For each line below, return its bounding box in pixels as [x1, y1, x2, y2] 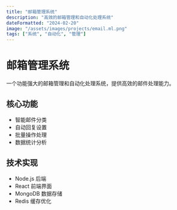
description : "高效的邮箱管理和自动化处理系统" [6, 14, 114, 20]
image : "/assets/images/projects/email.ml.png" [6, 25, 128, 32]
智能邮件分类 [14, 116, 47, 123]
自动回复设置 [14, 124, 47, 131]
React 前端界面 [14, 182, 52, 190]
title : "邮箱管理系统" [6, 8, 58, 15]
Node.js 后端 [14, 175, 47, 182]
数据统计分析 [14, 139, 47, 146]
